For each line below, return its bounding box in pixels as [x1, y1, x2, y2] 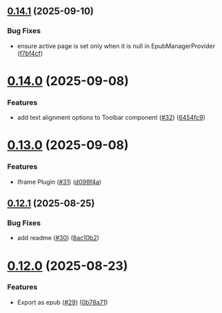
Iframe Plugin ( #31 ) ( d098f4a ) [17, 177, 102, 186]
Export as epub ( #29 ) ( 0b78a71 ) [17, 298, 108, 306]
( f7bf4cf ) [17, 49, 43, 57]
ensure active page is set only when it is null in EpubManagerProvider [17, 41, 216, 50]
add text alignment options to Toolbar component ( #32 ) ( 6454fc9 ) [17, 114, 205, 122]
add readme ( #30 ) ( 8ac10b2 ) [17, 234, 100, 242]
